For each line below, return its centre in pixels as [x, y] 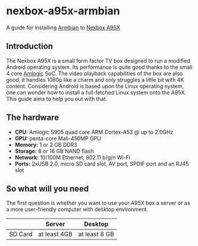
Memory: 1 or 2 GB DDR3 [46, 144]
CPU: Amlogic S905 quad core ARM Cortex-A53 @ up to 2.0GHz [94, 132]
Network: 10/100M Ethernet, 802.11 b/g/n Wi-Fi [73, 157]
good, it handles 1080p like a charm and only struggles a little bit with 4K [95, 79]
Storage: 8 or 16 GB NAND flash [54, 151]
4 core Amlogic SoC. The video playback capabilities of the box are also [95, 73]
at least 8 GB [96, 234]
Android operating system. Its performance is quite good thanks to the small [99, 67]
